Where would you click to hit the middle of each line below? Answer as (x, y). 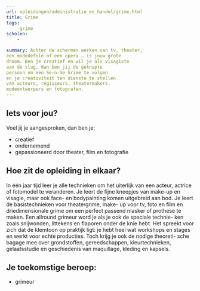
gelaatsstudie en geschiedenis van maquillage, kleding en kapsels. (88, 249)
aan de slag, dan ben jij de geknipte (54, 67)
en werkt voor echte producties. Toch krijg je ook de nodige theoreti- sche (98, 236)
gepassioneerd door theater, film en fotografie (72, 152)
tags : (13, 23)
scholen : (17, 34)
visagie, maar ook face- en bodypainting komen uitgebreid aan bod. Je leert (100, 198)
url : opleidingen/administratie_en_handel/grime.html (75, 12)
